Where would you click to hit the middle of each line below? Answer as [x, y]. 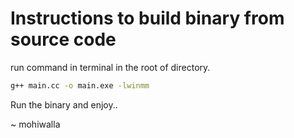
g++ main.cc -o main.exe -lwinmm [80, 85]
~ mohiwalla [35, 124]
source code [63, 39]
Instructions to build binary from [147, 18]
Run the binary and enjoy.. [64, 104]
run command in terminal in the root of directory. [110, 67]
